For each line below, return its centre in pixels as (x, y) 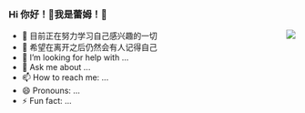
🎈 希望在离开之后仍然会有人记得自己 (89, 47)
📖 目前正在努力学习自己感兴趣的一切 (89, 36)
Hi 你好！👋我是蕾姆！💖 (58, 14)
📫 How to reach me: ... (65, 77)
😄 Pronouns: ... (51, 91)
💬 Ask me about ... (56, 67)
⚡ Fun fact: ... (46, 101)
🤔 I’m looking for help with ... (75, 57)
